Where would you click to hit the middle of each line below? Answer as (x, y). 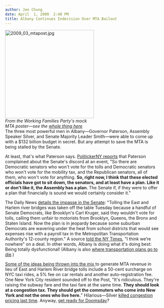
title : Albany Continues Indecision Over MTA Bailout (61, 19)
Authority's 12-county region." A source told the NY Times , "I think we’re (78, 239)
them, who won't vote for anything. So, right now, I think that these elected (82, 178)
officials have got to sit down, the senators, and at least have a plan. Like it (82, 182)
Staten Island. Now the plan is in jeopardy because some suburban (73, 223)
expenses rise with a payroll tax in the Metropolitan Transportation (72, 234)
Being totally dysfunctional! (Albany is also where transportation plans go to (82, 249)
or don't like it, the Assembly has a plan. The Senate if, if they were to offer (82, 188)
